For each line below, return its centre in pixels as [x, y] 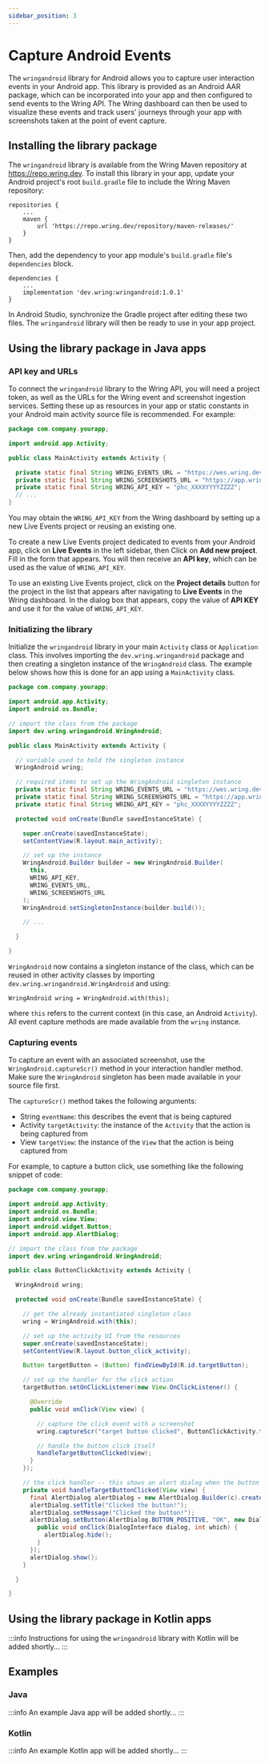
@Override [46, 1402]
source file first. [34, 1086]
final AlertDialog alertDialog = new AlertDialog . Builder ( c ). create [146, 1498]
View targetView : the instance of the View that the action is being [127, 1142]
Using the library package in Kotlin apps [110, 1619]
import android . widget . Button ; [60, 1226]
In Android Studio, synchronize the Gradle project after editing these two [128, 315]
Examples [33, 1672]
